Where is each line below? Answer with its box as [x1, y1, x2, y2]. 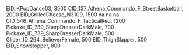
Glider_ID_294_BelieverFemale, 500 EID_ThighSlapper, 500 [6, 36, 148, 43]
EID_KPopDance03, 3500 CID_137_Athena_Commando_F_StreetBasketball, [6, 5, 184, 12]
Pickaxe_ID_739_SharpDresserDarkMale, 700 [6, 23, 115, 30]
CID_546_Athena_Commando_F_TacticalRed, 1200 [6, 18, 125, 24]
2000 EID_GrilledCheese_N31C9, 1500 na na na [6, 11, 120, 18]
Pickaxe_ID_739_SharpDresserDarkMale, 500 [6, 30, 115, 37]
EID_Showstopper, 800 [6, 42, 61, 49]
